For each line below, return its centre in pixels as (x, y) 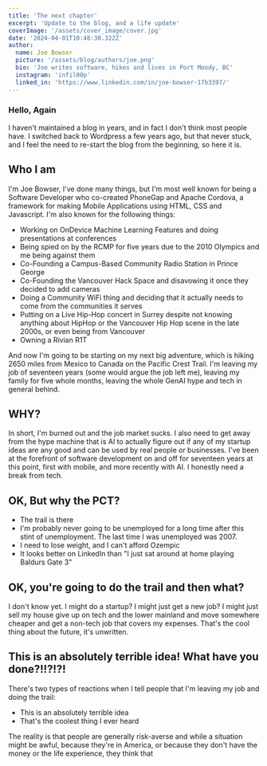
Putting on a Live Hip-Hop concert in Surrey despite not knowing (126, 314)
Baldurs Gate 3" (46, 562)
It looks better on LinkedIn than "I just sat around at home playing (127, 554)
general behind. (34, 389)
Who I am (32, 169)
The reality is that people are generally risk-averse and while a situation (126, 736)
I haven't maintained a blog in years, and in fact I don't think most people (128, 128)
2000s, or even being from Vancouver (82, 331)
